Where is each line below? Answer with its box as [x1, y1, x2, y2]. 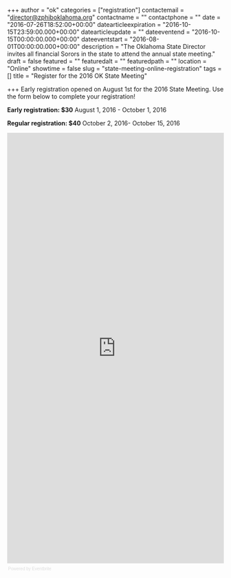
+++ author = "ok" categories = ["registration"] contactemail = [7, 6, 184, 14]
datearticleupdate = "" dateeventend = [80, 28, 190, 36]
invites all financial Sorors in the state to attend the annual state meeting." [7, 50, 215, 58]
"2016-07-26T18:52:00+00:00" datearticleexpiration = [7, 21, 162, 28]
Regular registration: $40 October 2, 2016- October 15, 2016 [7, 119, 180, 127]
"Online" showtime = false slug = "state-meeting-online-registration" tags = [7, 65, 222, 72]
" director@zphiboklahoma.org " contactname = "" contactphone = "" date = [7, 13, 221, 21]
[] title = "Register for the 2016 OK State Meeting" [7, 72, 148, 80]
